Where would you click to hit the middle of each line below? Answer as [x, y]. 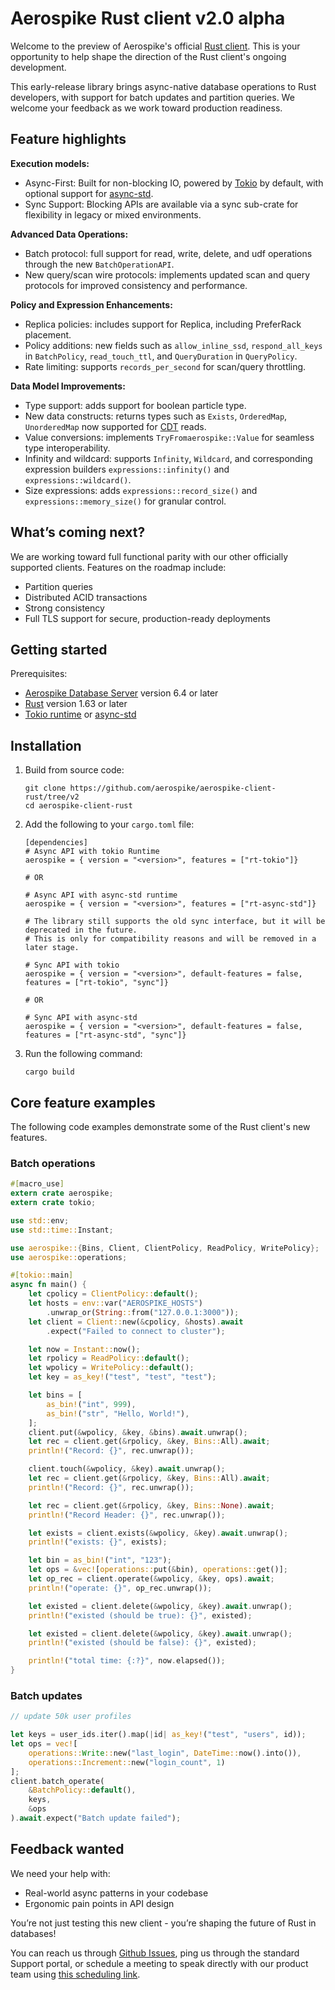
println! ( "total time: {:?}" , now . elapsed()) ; [127, 1661]
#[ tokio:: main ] [42, 1275]
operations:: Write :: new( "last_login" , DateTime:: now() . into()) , [165, 1753]
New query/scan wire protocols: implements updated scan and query [167, 274]
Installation [46, 745]
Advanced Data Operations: [69, 234]
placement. [48, 334]
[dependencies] [56, 843]
